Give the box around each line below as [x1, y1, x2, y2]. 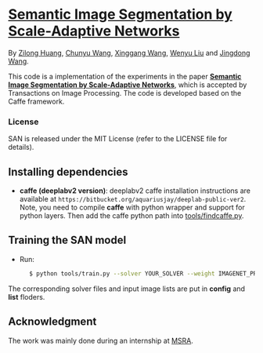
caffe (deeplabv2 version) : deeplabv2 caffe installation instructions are [19, 186, 250, 195]
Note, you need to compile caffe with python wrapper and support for [19, 202, 245, 213]
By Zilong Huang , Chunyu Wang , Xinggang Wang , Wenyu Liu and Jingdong [8, 48, 250, 57]
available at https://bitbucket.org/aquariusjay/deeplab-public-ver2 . [19, 195, 247, 204]
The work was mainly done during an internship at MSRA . [8, 336, 194, 345]
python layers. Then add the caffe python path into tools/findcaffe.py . [19, 211, 244, 220]
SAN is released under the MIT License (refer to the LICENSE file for [8, 134, 228, 144]
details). [8, 143, 34, 152]
